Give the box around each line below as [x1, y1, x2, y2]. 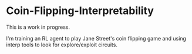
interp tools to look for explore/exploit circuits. [6, 41, 117, 48]
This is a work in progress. [6, 23, 70, 31]
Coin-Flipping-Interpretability [6, 4, 154, 18]
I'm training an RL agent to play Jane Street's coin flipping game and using [6, 35, 187, 42]
